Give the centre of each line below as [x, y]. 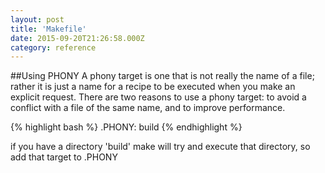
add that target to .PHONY [64, 157]
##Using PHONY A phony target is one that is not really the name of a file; [162, 76]
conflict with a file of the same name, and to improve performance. [148, 108]
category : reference [53, 47]
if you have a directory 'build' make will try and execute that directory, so [160, 147]
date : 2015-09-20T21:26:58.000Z [77, 38]
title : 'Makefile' [48, 29]
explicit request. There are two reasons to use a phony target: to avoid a [158, 97]
